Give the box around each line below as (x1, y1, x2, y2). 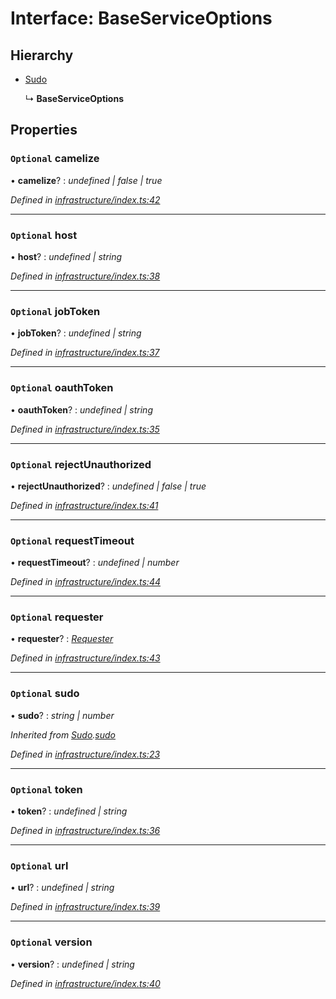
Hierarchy (10, 47, 74, 64)
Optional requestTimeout (10, 533, 135, 547)
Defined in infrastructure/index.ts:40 (10, 977, 161, 989)
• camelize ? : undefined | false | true (10, 174, 163, 186)
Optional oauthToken (10, 381, 114, 395)
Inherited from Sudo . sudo (10, 728, 117, 741)
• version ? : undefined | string (10, 958, 135, 970)
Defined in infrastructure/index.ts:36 (10, 825, 161, 837)
